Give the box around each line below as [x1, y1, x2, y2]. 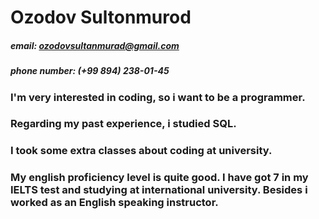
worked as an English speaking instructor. [10, 196, 219, 210]
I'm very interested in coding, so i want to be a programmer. [10, 90, 306, 104]
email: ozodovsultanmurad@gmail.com [10, 39, 180, 51]
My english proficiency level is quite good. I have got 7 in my [10, 171, 309, 185]
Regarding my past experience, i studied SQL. [10, 117, 237, 131]
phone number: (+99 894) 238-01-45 [10, 65, 170, 77]
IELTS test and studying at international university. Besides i [10, 183, 308, 197]
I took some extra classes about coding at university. [10, 144, 273, 158]
